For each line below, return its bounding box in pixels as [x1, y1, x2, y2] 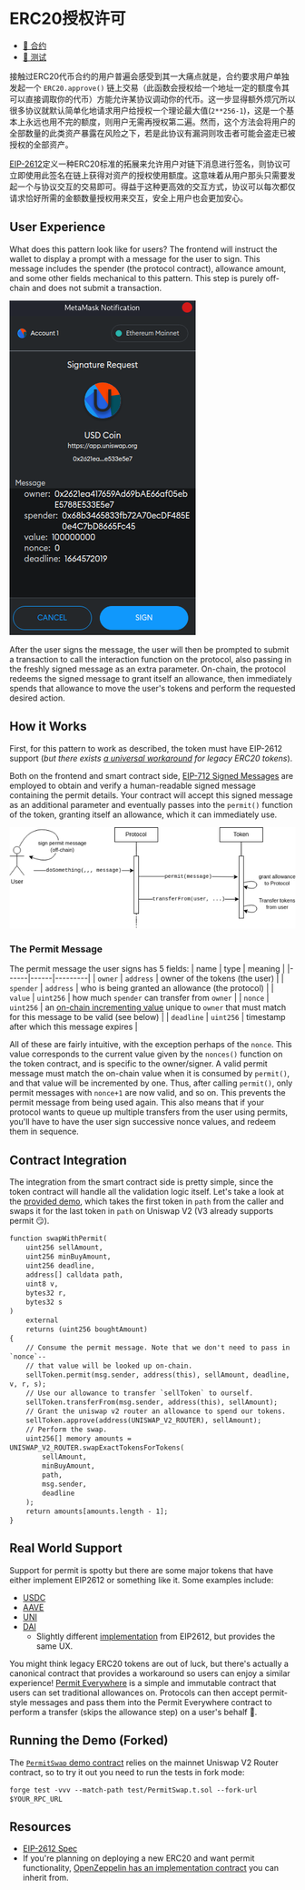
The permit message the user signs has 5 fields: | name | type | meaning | [9, 964, 286, 975]
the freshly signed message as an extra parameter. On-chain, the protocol [9, 663, 286, 674]
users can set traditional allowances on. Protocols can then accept [9, 1687, 259, 1698]
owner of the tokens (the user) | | [160, 973, 284, 984]
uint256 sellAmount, [25, 1243, 103, 1252]
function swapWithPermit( [9, 1234, 107, 1243]
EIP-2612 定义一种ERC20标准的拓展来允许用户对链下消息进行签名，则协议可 [9, 158, 290, 169]
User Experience [9, 219, 106, 235]
